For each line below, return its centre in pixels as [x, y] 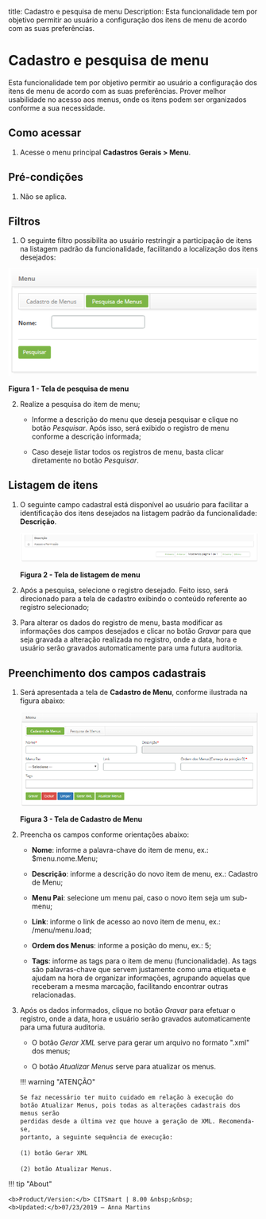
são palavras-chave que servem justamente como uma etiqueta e [139, 969]
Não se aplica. [43, 196]
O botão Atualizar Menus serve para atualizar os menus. [124, 1066]
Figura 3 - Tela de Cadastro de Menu [81, 819]
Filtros [25, 221]
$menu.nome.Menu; [65, 858]
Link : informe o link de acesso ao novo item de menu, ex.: [126, 921]
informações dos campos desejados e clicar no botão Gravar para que [135, 631]
